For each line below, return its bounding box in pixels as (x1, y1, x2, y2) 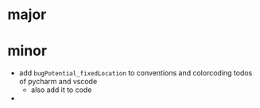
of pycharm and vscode (18, 77, 98, 87)
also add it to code (30, 85, 92, 94)
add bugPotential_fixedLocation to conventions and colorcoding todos (18, 68, 253, 78)
